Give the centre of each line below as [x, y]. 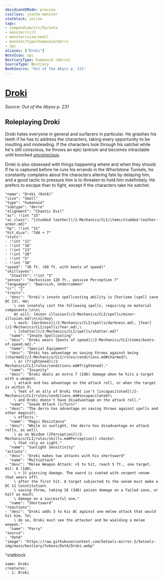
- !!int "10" [18, 254]
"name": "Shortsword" [31, 503]
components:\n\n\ [23, 310]
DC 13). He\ [17, 301]
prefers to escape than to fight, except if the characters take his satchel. [78, 185]
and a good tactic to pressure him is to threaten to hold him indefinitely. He [80, 180]
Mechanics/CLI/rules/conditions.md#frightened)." [57, 366]
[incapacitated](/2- [118, 391]
